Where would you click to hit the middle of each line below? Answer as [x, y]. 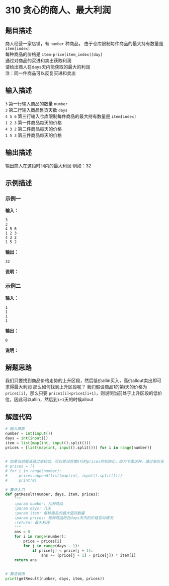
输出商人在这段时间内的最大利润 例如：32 [48, 166]
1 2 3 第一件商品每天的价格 [33, 122]
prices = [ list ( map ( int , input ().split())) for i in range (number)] [78, 447]
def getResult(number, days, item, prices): [53, 494]
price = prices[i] [43, 541]
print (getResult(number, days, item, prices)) [55, 579]
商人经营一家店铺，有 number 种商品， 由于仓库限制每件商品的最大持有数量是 [84, 44]
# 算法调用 [15, 574]
